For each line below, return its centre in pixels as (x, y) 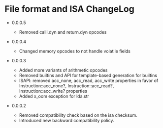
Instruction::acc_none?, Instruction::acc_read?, (66, 86)
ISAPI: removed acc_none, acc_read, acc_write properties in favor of (89, 80)
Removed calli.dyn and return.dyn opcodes (63, 32)
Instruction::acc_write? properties (53, 91)
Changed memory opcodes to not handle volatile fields (75, 51)
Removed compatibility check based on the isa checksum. (78, 115)
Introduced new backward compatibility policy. (66, 120)
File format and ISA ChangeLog (70, 9)
